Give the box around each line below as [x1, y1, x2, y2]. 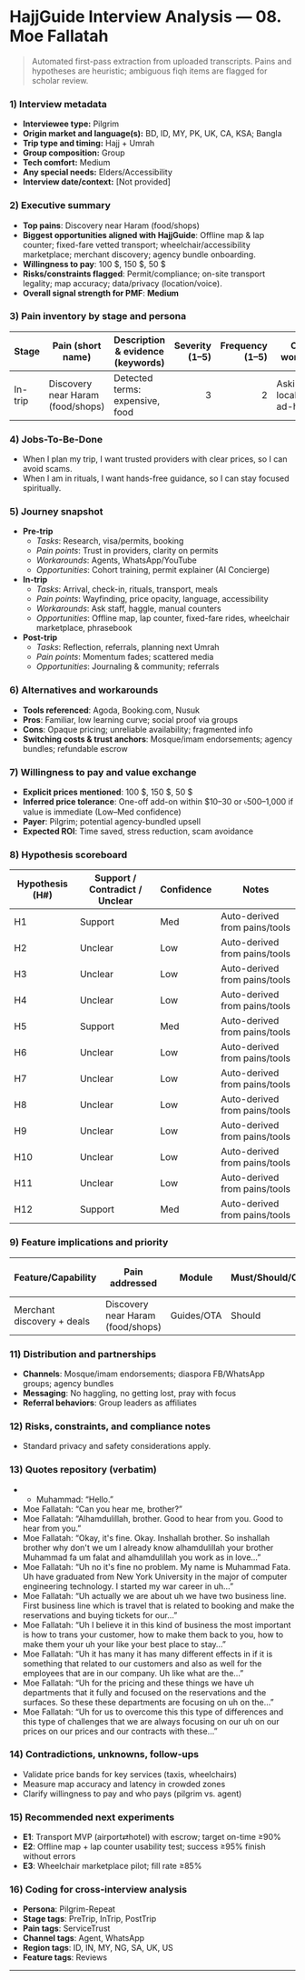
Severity [173, 339, 212, 352]
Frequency [220, 339, 268, 352]
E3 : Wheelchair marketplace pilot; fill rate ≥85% [22, 1861, 202, 1872]
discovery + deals [14, 1315, 91, 1327]
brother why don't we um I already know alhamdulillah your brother [22, 1542, 274, 1553]
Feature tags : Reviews [22, 1952, 107, 1963]
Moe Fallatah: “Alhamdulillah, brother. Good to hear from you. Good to [22, 1513, 284, 1524]
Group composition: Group [22, 147, 125, 158]
